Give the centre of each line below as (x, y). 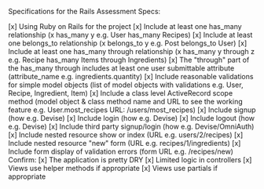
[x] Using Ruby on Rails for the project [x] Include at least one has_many (125, 26)
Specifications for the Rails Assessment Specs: (84, 11)
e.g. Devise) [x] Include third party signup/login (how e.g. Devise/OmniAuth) (131, 126)
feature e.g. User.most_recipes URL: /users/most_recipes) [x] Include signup (132, 110)
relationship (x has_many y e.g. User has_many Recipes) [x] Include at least (130, 35)
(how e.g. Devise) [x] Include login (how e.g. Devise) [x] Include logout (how (132, 118)
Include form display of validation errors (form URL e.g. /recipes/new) (121, 151)
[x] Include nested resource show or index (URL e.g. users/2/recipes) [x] (126, 135)
